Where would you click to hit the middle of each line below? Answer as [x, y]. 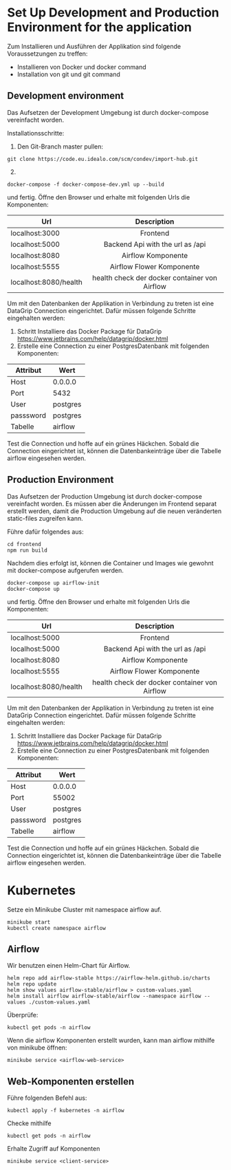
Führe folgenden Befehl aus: [47, 1098]
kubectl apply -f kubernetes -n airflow [66, 1111]
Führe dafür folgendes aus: [45, 532]
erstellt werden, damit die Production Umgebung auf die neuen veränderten [114, 511]
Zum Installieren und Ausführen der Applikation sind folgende [94, 46]
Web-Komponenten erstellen [71, 1081]
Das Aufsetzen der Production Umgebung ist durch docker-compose [105, 496]
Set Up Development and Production [113, 13]
